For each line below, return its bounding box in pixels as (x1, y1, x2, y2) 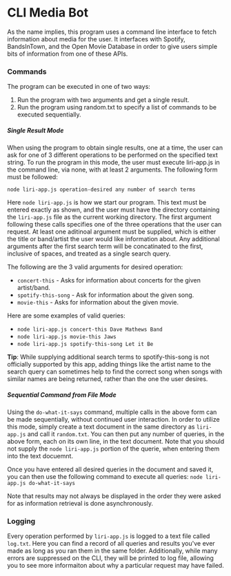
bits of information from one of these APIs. (7, 50, 128, 58)
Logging (7, 517, 36, 526)
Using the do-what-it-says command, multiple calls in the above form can (7, 408, 217, 416)
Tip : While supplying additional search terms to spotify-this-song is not (7, 353, 210, 361)
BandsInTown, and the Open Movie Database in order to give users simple (7, 42, 218, 50)
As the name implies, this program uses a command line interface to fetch (7, 28, 217, 36)
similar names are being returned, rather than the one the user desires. (7, 375, 208, 383)
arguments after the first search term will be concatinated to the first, (7, 243, 203, 251)
